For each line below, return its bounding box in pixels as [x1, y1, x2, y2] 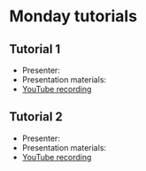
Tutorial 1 [9, 42, 61, 57]
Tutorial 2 [9, 109, 64, 125]
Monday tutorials [9, 6, 138, 27]
